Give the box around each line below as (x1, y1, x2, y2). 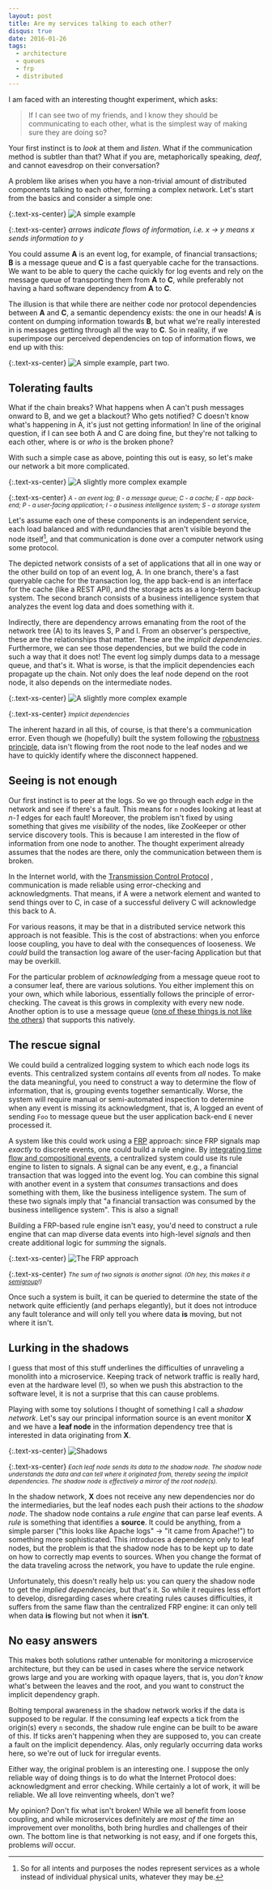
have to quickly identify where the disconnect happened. (8, 750, 198, 760)
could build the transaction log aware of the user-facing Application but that (8, 947, 261, 957)
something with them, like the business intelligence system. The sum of (8, 1187, 247, 1197)
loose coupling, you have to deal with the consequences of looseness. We (8, 939, 257, 948)
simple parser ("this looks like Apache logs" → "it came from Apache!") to (8, 1525, 255, 1536)
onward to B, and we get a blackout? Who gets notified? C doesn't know (8, 411, 249, 421)
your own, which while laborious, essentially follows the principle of (8, 989, 234, 998)
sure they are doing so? (28, 127, 108, 137)
